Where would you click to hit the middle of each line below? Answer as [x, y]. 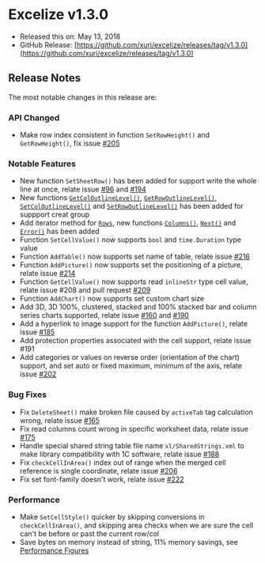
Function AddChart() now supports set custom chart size [112, 299]
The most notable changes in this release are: [83, 97]
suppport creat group [55, 214]
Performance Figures [54, 550]
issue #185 [37, 332]
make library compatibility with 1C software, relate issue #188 [119, 454]
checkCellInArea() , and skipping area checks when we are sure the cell [136, 525]
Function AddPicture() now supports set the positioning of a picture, [131, 265]
